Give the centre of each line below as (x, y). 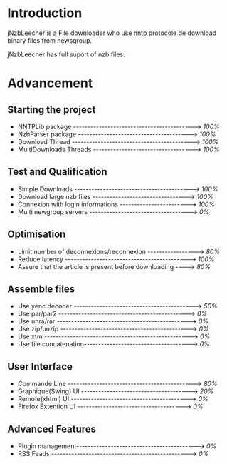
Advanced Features (52, 429)
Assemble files (41, 289)
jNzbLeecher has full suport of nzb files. (66, 54)
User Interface (40, 367)
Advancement (50, 83)
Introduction (45, 13)
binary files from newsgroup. (50, 40)
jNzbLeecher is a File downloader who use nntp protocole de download (112, 33)
